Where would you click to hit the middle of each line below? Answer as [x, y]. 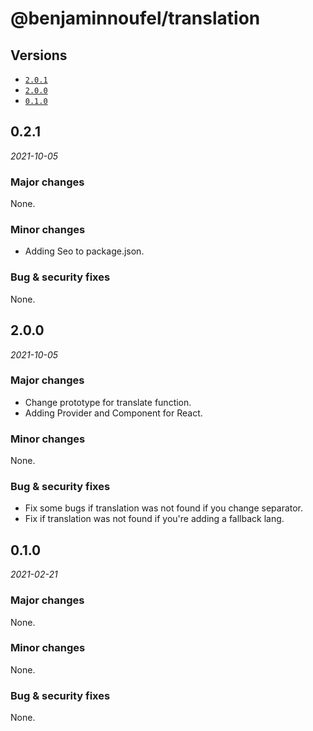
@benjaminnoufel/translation [135, 18]
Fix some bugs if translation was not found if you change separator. [164, 508]
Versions [39, 55]
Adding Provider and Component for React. [113, 413]
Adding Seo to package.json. [84, 251]
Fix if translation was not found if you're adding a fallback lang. [154, 519]
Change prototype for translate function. [108, 402]
